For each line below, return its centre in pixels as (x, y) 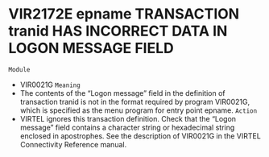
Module (19, 69)
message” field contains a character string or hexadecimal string (127, 127)
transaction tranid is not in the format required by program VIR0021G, (135, 101)
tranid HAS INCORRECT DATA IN (118, 31)
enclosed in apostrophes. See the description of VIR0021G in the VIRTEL (141, 136)
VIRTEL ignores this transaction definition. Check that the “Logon (128, 118)
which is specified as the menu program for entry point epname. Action (139, 110)
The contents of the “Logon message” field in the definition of (122, 93)
